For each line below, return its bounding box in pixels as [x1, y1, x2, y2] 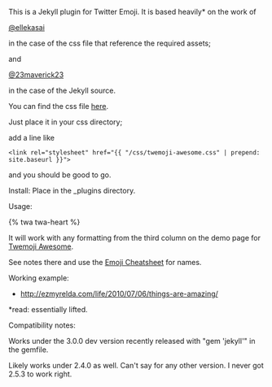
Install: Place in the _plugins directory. [8, 186, 136, 195]
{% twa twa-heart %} [8, 217, 81, 227]
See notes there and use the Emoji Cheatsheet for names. [8, 258, 202, 267]
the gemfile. [8, 345, 49, 354]
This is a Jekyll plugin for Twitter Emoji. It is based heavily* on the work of [8, 7, 257, 16]
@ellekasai [8, 23, 45, 32]
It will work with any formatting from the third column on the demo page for [8, 233, 261, 242]
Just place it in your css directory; [8, 117, 123, 127]
